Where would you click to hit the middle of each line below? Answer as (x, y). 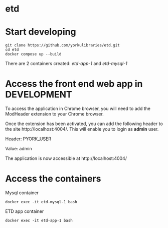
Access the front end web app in (74, 84)
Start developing (41, 32)
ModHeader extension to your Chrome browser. (54, 114)
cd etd (12, 50)
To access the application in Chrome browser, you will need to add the (78, 108)
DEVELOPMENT (39, 95)
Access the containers (53, 179)
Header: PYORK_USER (28, 139)
